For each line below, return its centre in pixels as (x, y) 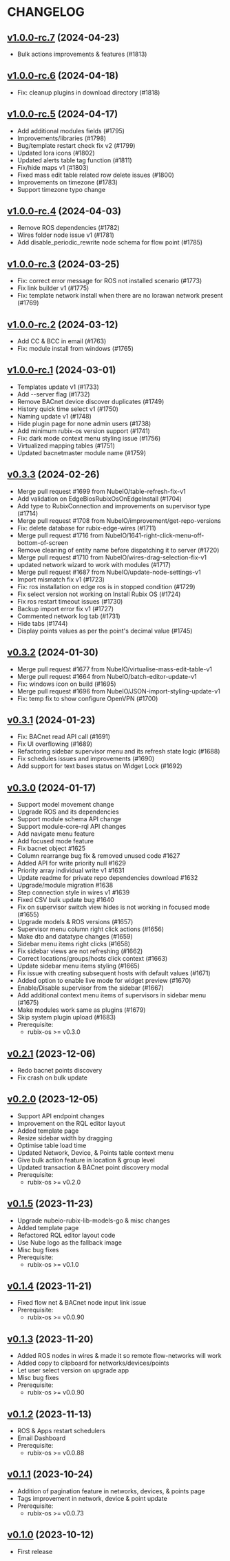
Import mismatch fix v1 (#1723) (61, 579)
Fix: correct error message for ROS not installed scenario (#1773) (109, 281)
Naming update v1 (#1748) (54, 416)
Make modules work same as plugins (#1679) (81, 1010)
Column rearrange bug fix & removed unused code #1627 (98, 856)
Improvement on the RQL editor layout (71, 1123)
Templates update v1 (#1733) (58, 387)
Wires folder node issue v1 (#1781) (66, 235)
